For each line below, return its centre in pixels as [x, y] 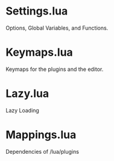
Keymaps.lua [39, 52]
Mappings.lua [41, 135]
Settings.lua [37, 11]
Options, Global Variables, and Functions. [57, 28]
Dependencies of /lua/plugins [43, 151]
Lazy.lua [27, 94]
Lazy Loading [23, 110]
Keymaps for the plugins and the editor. [55, 69]
